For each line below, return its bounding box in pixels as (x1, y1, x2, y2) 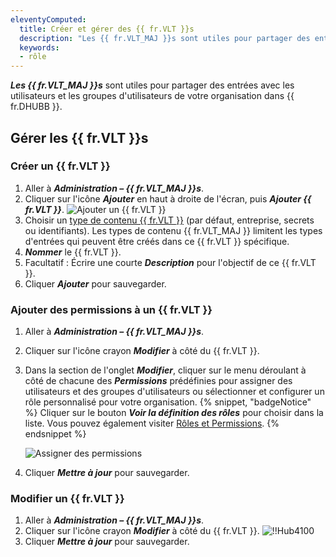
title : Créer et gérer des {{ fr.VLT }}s (19, 24, 195, 34)
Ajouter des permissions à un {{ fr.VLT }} (10, 302, 213, 316)
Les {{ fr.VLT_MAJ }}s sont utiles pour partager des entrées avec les (10, 79, 295, 91)
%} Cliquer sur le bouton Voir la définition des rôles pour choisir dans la (24, 407, 324, 419)
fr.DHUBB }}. (10, 101, 63, 113)
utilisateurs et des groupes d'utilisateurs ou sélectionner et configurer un (24, 386, 325, 398)
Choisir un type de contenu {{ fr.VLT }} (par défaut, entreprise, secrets (24, 214, 315, 226)
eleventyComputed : (10, 14, 87, 25)
